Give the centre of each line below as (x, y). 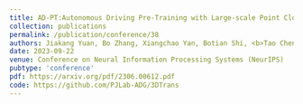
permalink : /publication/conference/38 (84, 34)
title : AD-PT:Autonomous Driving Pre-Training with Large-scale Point (145, 18)
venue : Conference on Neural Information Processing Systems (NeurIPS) (147, 60)
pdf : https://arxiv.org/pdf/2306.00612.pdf (92, 77)
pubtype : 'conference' (52, 69)
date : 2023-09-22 (42, 52)
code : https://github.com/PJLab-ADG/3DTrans (94, 85)
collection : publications (58, 26)
